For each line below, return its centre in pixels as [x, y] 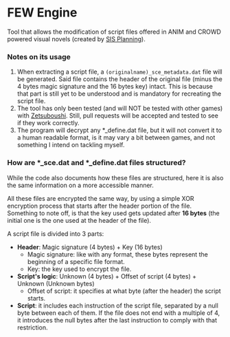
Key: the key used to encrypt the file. [79, 269]
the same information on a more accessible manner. [81, 185]
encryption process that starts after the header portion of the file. [100, 206]
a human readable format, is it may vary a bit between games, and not [116, 138]
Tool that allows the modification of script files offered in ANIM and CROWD [114, 32]
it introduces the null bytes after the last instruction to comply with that [117, 320]
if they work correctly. [48, 123]
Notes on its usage [39, 56]
